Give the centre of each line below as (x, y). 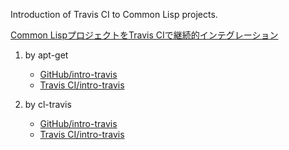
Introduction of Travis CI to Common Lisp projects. (114, 14)
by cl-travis (48, 104)
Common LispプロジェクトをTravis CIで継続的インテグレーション (144, 35)
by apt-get (46, 55)
